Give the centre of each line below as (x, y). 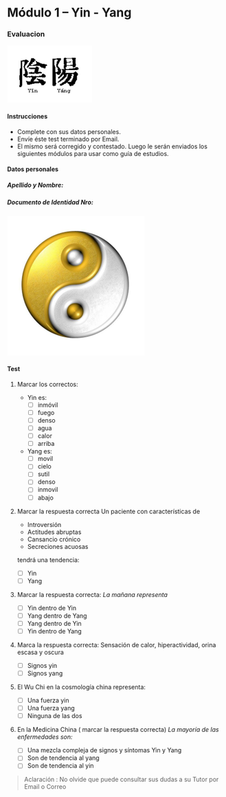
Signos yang (45, 673)
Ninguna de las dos (55, 716)
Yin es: (37, 397)
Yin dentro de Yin (52, 608)
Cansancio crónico (54, 539)
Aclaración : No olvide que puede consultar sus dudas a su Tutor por (121, 779)
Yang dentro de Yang (57, 616)
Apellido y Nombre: (35, 185)
